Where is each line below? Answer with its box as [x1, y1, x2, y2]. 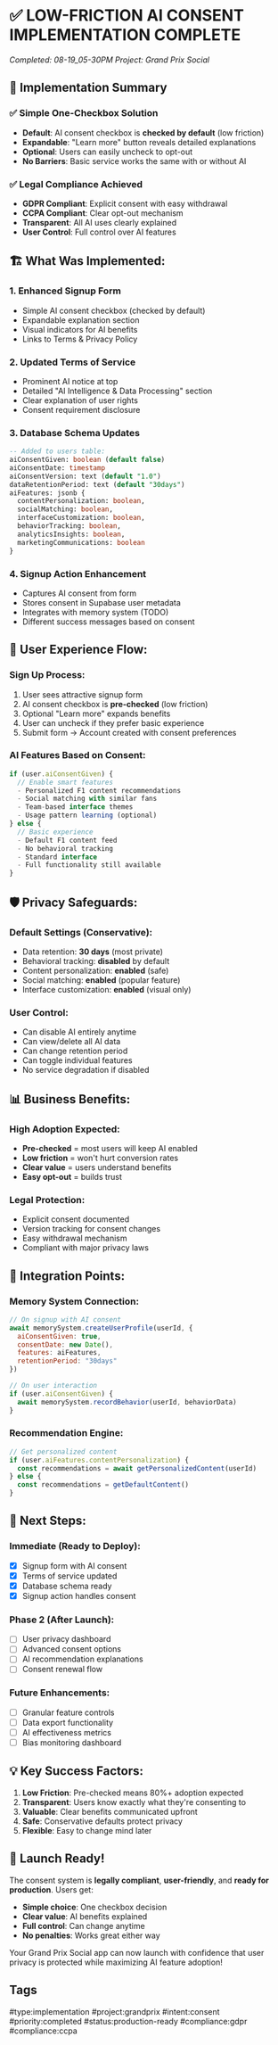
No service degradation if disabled [21, 1065, 150, 1076]
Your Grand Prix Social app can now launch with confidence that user [9, 1947, 265, 1958]
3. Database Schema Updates [9, 426, 141, 439]
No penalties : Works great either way [21, 1930, 160, 1941]
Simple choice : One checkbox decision [21, 1901, 168, 1912]
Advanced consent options [21, 1644, 122, 1654]
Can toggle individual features [21, 1055, 133, 1066]
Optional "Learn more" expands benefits [21, 708, 171, 719]
